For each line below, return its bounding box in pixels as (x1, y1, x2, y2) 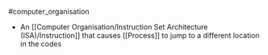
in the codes (19, 39, 62, 49)
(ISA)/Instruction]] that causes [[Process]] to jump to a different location (19, 31, 260, 40)
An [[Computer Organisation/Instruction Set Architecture (19, 22, 208, 31)
